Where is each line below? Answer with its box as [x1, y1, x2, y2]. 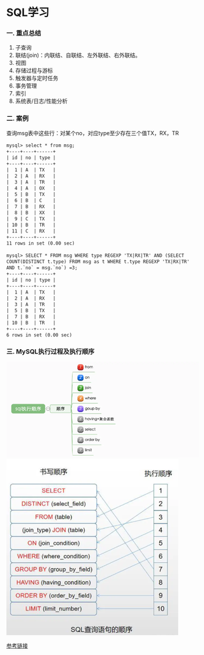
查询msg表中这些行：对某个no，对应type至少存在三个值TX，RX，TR [6, 129, 179, 136]
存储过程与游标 [15, 67, 53, 74]
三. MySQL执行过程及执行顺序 [6, 347, 95, 355]
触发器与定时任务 [15, 75, 59, 82]
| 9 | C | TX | [6, 215, 56, 222]
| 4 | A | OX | [6, 185, 56, 191]
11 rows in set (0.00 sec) [6, 240, 75, 246]
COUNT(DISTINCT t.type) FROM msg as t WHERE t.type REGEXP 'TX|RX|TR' [6, 258, 190, 265]
